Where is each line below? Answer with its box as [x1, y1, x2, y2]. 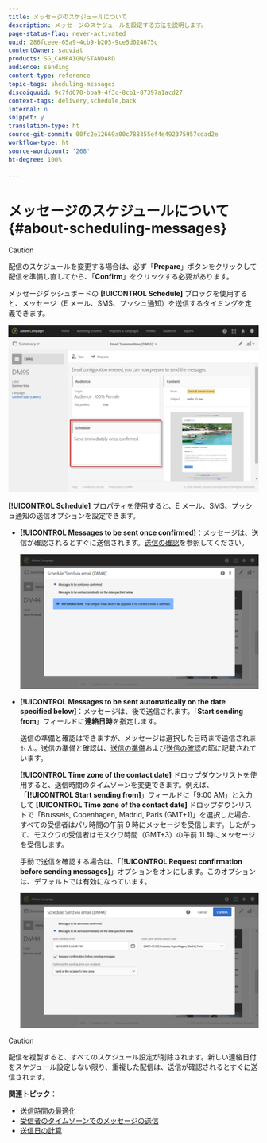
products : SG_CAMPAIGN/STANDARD [8, 55, 115, 63]
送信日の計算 [19, 1125, 62, 1135]
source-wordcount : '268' [8, 147, 91, 155]
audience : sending [8, 64, 69, 72]
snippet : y [8, 114, 44, 122]
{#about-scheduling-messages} [8, 219, 228, 237]
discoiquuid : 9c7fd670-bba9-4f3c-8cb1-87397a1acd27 [8, 88, 183, 96]
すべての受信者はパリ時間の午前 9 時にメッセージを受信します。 [19, 820, 229, 829]
